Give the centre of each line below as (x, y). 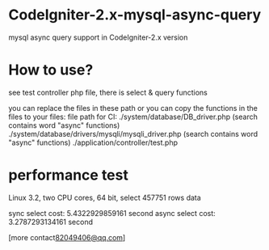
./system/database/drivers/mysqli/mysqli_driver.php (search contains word (133, 133)
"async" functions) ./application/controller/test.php (93, 142)
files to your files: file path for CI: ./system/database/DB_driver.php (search (133, 117)
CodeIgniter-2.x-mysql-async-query (135, 15)
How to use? (51, 70)
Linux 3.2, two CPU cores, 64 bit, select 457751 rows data (105, 197)
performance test (69, 175)
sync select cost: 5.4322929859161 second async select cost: (112, 213)
